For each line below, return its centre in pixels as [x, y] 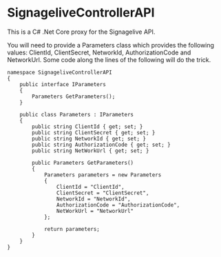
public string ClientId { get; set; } [87, 126]
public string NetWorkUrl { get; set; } [91, 151]
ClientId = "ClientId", [91, 187]
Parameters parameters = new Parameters [103, 175]
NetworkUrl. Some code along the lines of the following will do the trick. [109, 59]
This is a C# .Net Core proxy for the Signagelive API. [81, 32]
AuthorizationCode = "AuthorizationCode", [118, 205]
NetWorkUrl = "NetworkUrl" [95, 211]
